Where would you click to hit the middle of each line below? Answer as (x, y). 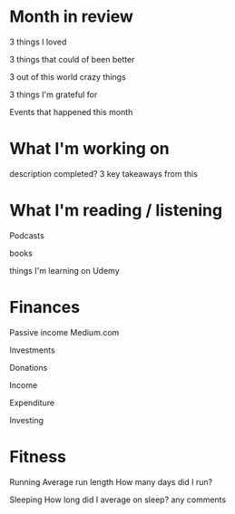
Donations (29, 367)
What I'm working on (89, 149)
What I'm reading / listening (116, 211)
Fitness (38, 456)
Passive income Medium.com (64, 332)
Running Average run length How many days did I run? (111, 481)
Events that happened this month (71, 112)
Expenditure (32, 402)
